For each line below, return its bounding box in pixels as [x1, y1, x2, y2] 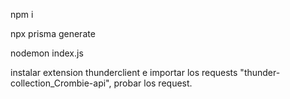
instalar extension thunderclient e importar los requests [10, 67, 238, 78]
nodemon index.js [10, 47, 84, 59]
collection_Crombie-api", [10, 77, 112, 89]
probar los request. [113, 77, 193, 89]
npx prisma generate [10, 28, 96, 39]
